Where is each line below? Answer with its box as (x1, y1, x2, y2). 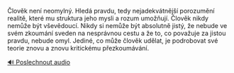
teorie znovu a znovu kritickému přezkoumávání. (7, 44, 150, 52)
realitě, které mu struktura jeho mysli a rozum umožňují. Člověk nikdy (7, 14, 209, 22)
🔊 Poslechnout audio (7, 58, 71, 66)
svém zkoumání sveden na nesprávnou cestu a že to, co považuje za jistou (7, 29, 226, 37)
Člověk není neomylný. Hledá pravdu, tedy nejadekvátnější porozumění (7, 7, 215, 15)
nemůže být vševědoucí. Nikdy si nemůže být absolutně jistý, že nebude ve (7, 22, 228, 29)
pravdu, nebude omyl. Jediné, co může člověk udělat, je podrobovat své (7, 36, 218, 45)
